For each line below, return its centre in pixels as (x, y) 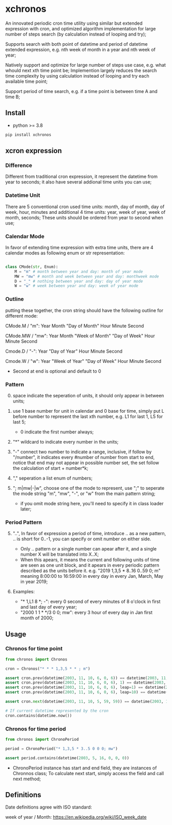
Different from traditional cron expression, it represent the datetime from (81, 177)
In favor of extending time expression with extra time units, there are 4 (79, 247)
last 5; (19, 421)
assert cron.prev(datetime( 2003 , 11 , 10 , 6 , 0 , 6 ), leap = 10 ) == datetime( (87, 692)
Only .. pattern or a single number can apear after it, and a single (89, 549)
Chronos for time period (36, 729)
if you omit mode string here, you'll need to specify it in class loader (92, 503)
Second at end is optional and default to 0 (57, 371)
